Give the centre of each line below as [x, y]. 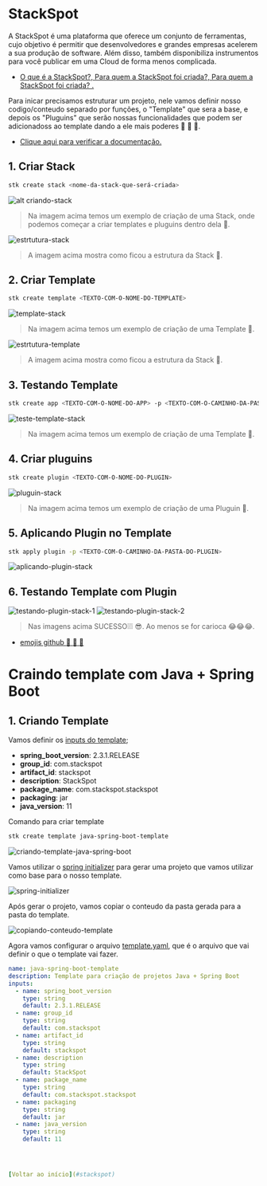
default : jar [44, 1117]
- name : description [49, 1058]
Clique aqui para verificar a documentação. [91, 141]
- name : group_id [44, 1013]
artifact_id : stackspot [55, 772]
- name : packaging [46, 1102]
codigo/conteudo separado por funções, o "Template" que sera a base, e [128, 109]
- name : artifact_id [49, 1035]
